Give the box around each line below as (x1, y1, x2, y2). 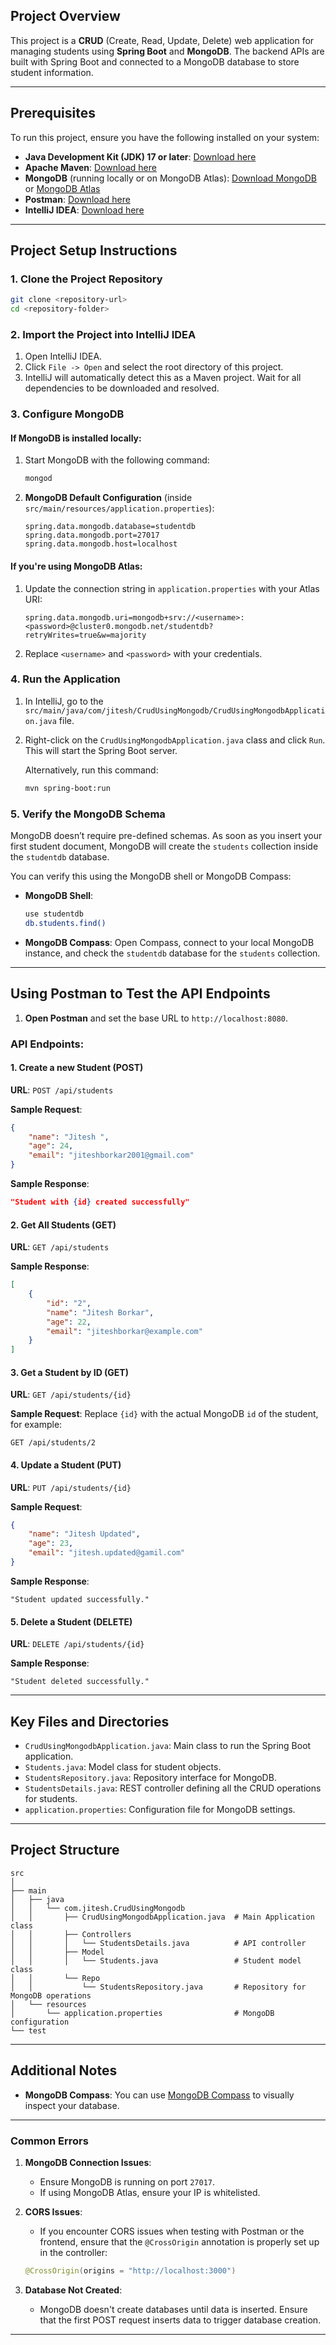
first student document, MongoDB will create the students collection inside (10, 840, 319, 853)
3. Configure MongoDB (10, 407, 125, 421)
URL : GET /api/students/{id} (10, 1389, 132, 1401)
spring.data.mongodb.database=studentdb (24, 522, 196, 532)
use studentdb (24, 909, 84, 919)
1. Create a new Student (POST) (10, 1062, 144, 1074)
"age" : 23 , (28, 1539, 74, 1549)
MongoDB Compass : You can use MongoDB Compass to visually (24, 2089, 295, 2101)
